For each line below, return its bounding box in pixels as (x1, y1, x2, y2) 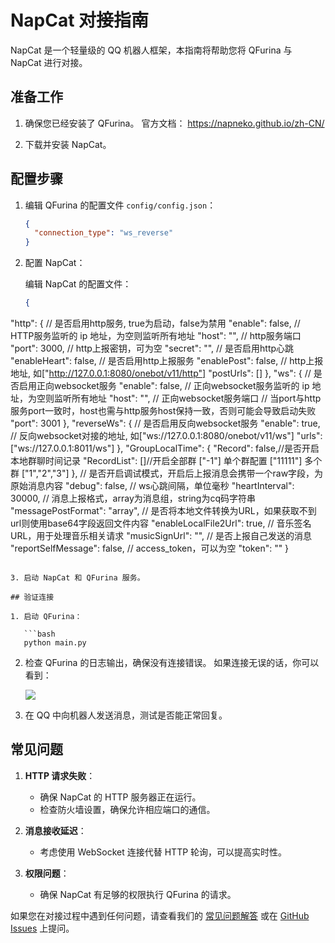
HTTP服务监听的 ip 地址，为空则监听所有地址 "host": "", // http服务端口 (10, 330, 302, 342)
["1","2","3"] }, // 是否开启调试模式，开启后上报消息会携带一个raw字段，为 (21, 467, 324, 480)
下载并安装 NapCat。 (24, 138, 112, 150)
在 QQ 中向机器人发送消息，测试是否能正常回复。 (24, 709, 228, 721)
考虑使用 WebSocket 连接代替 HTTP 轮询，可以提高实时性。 (39, 846, 288, 858)
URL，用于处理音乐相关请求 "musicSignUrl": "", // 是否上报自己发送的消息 (10, 530, 313, 542)
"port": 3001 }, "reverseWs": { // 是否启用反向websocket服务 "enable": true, (10, 417, 321, 430)
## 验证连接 (10, 592, 55, 603)
